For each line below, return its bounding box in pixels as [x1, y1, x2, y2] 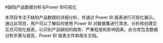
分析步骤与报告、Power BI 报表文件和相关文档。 [5, 33, 101, 38]
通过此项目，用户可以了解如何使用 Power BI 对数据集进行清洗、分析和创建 [5, 21, 153, 26]
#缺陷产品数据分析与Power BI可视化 [5, 4, 77, 10]
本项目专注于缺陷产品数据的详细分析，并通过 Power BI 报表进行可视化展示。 [5, 14, 157, 20]
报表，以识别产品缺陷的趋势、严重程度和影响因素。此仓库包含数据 [26, 27, 158, 32]
